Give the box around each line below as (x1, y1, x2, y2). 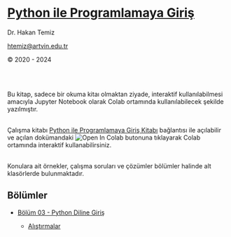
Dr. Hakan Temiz (7, 28, 55, 36)
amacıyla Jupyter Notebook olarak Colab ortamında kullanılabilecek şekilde (7, 97, 224, 106)
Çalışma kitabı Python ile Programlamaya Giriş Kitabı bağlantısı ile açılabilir (7, 126, 222, 134)
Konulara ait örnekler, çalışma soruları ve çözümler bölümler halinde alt (7, 161, 211, 170)
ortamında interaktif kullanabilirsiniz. (7, 140, 112, 149)
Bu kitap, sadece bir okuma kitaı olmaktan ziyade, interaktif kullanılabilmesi (7, 90, 223, 98)
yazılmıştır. (7, 104, 38, 113)
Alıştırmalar (27, 222, 61, 230)
